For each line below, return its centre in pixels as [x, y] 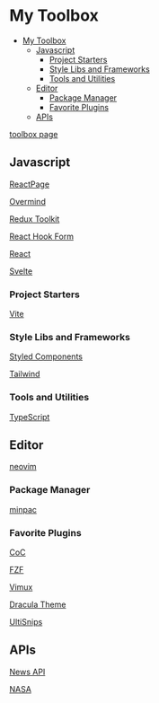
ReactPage [30, 184]
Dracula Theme [38, 605]
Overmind [28, 201]
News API [27, 672]
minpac [23, 509]
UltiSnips [26, 622]
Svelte [21, 271]
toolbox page [34, 134]
